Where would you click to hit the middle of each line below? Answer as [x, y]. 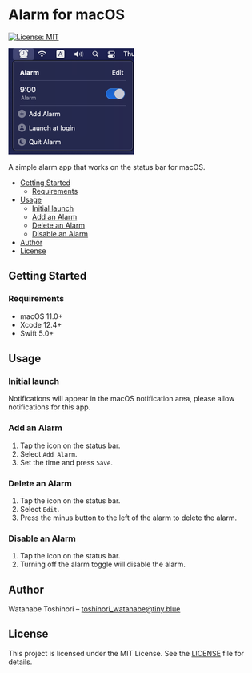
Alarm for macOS [67, 15]
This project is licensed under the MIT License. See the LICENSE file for [126, 653]
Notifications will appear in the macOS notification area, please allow [122, 399]
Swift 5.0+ [37, 333]
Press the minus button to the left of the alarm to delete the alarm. [128, 518]
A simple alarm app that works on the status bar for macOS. [107, 167]
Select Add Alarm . [48, 453]
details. [20, 662]
